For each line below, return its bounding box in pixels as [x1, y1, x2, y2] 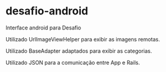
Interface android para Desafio [5, 24, 82, 31]
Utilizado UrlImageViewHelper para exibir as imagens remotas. [5, 35, 160, 43]
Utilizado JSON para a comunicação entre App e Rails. [5, 59, 140, 66]
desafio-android [5, 4, 88, 18]
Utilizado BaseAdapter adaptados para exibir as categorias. [5, 47, 152, 55]
